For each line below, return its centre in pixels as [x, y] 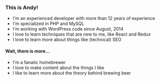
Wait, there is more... [28, 51]
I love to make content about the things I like [58, 67]
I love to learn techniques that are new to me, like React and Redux [82, 34]
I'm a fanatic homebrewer [39, 62]
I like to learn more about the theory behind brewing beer [72, 73]
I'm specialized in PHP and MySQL [48, 23]
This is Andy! [22, 7]
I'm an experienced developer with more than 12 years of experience [84, 18]
